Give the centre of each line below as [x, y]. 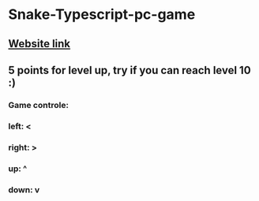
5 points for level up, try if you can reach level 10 [129, 70]
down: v [24, 189]
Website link [39, 44]
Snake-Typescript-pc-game [102, 15]
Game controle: [39, 105]
